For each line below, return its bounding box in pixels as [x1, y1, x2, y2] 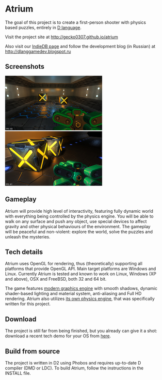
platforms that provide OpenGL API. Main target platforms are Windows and [5, 266, 156, 272]
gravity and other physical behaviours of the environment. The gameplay [5, 223, 151, 229]
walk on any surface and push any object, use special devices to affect [5, 218, 147, 224]
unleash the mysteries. [5, 234, 50, 239]
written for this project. [5, 301, 51, 307]
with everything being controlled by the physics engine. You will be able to [5, 213, 154, 219]
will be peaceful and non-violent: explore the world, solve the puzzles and [5, 229, 153, 235]
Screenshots [5, 63, 45, 71]
